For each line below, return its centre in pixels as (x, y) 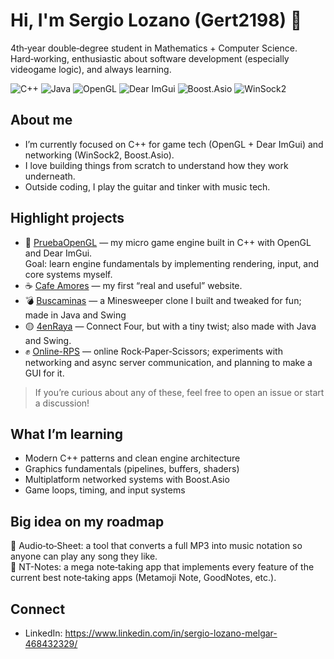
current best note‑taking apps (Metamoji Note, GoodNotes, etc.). (143, 578)
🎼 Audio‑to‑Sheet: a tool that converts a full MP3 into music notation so (156, 546)
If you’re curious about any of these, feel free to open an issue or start (179, 392)
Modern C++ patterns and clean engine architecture (132, 458)
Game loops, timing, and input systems (105, 490)
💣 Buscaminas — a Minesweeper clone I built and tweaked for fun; (163, 300)
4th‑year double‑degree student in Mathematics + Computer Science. (154, 48)
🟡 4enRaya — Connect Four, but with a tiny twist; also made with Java (170, 326)
